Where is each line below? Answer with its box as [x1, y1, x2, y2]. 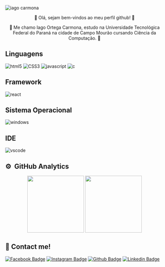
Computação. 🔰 [68, 35, 101, 41]
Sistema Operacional [5, 106, 72, 115]
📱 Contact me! [5, 243, 51, 251]
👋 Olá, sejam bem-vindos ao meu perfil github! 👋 [34, 15, 135, 20]
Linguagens [5, 50, 43, 58]
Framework [5, 78, 42, 86]
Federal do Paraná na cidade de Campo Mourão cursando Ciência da [13, 30, 156, 35]
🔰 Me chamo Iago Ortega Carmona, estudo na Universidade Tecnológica [9, 24, 160, 30]
